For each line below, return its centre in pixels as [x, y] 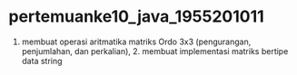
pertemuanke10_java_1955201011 [136, 17]
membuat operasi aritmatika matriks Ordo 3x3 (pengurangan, [136, 42]
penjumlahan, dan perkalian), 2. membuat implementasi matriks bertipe [155, 51]
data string [42, 61]
